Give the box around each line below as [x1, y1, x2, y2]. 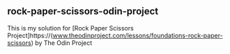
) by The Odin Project [31, 38, 93, 47]
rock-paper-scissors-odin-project [7, 6, 159, 17]
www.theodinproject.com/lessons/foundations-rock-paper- [52, 31, 223, 39]
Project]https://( [7, 31, 54, 39]
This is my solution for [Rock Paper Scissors [7, 24, 134, 32]
